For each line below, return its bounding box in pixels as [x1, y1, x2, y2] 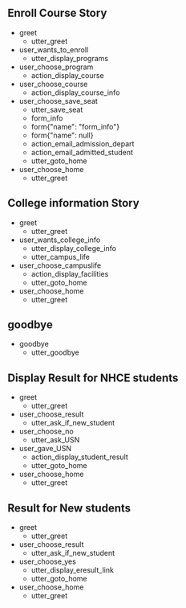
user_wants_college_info [18, 235, 101, 244]
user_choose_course [18, 79, 88, 88]
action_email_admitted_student [30, 147, 133, 157]
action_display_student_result [30, 452, 129, 462]
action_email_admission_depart [30, 138, 135, 148]
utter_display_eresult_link [30, 565, 114, 575]
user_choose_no [18, 426, 74, 437]
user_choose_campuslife [18, 261, 102, 270]
